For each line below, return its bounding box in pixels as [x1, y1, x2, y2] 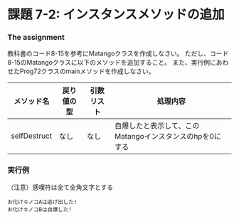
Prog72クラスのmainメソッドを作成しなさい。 [19, 67, 155, 75]
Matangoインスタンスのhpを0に [114, 132, 222, 141]
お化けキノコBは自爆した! [7, 205, 73, 213]
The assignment [7, 33, 65, 43]
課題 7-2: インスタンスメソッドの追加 [7, 6, 225, 23]
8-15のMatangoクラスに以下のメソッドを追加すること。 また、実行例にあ [7, 58, 223, 67]
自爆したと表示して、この [114, 121, 200, 131]
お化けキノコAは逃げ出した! [7, 198, 78, 205]
